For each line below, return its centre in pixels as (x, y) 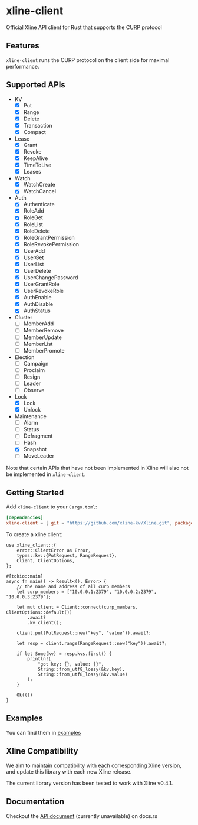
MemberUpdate (42, 337)
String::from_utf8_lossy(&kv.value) (82, 674)
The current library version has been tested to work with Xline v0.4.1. (90, 783)
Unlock (32, 410)
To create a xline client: (34, 534)
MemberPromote (44, 350)
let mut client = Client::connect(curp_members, (77, 607)
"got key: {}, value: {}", (71, 664)
